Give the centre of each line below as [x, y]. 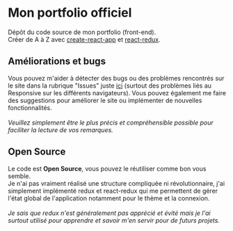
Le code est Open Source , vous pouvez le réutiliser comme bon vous [107, 168]
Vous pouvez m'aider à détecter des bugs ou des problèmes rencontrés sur [116, 78]
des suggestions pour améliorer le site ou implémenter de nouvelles [105, 100]
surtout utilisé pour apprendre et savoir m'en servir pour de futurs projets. [114, 220]
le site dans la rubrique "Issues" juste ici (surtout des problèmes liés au [110, 86]
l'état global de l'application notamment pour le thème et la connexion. [109, 198]
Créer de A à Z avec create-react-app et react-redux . [84, 39]
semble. [19, 176]
